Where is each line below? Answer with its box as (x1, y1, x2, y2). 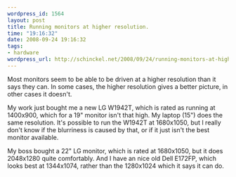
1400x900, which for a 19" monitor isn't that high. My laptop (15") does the (7, 111, 223, 119)
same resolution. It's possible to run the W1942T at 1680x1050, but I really (7, 118, 221, 127)
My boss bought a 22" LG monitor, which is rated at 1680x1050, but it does (7, 146, 223, 155)
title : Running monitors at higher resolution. (7, 23, 150, 30)
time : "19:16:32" (7, 29, 58, 37)
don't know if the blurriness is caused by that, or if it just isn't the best (7, 125, 210, 134)
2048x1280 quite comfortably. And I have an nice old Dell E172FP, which (7, 154, 216, 162)
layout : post (7, 17, 46, 24)
